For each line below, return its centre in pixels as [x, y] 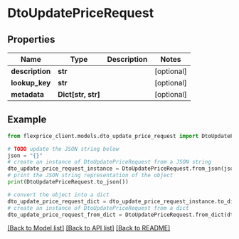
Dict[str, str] [79, 94]
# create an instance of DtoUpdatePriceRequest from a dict [99, 208]
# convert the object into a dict [59, 195]
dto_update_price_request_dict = [57, 201]
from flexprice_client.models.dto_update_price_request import [103, 136]
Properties [31, 39]
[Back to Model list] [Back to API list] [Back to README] [89, 228]
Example [27, 120]
